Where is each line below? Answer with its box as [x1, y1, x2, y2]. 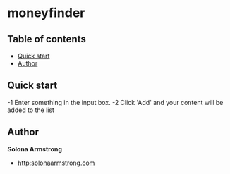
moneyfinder [7, 5, 85, 21]
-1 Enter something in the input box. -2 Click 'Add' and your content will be [7, 98, 224, 106]
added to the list [7, 106, 55, 114]
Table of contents [7, 33, 86, 45]
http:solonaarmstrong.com [17, 159, 95, 167]
